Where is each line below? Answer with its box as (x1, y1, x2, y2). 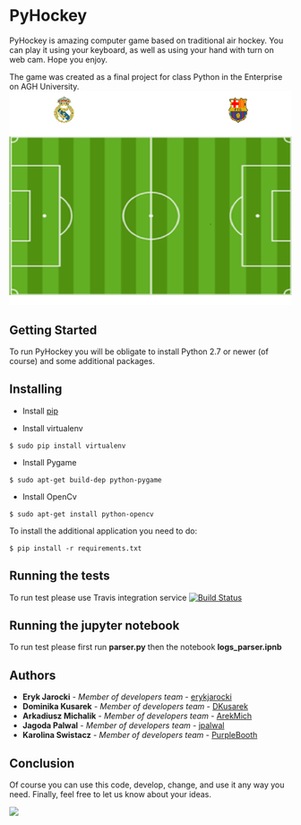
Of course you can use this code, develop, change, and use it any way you (9, 779, 285, 790)
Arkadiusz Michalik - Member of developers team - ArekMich (21, 710, 253, 722)
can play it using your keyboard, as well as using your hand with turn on (9, 44, 275, 55)
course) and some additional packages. (9, 356, 155, 367)
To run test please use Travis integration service (9, 592, 187, 603)
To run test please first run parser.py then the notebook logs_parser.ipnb (9, 642, 282, 653)
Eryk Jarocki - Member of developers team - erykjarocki (21, 691, 233, 702)
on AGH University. (9, 81, 80, 91)
